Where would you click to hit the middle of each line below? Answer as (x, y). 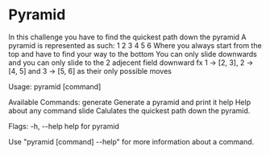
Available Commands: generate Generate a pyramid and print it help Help (130, 102)
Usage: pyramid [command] (55, 87)
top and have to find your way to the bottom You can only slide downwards (133, 54)
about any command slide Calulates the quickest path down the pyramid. (129, 111)
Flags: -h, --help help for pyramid (64, 126)
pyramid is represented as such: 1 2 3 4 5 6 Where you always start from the (135, 45)
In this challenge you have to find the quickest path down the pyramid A (128, 37)
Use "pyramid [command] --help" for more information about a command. (131, 141)
